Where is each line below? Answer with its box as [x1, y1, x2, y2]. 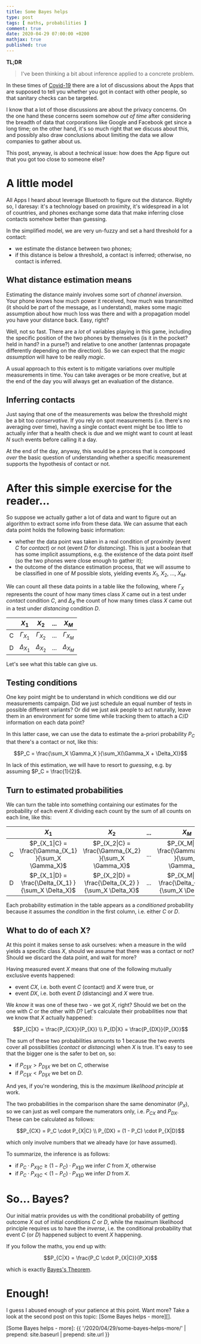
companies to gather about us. [6, 138, 82, 145]
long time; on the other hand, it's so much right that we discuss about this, [6, 125, 190, 132]
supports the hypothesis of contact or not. [6, 460, 111, 468]
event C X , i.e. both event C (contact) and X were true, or [14, 983, 154, 991]
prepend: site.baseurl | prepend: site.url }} [6, 1331, 110, 1338]
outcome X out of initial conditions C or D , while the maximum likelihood [6, 1218, 184, 1226]
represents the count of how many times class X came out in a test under [6, 590, 187, 598]
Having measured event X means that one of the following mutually [6, 966, 172, 973]
